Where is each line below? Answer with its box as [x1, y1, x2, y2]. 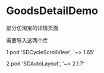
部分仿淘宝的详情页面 [6, 24, 58, 31]
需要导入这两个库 [6, 36, 48, 44]
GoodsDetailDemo [6, 4, 99, 18]
